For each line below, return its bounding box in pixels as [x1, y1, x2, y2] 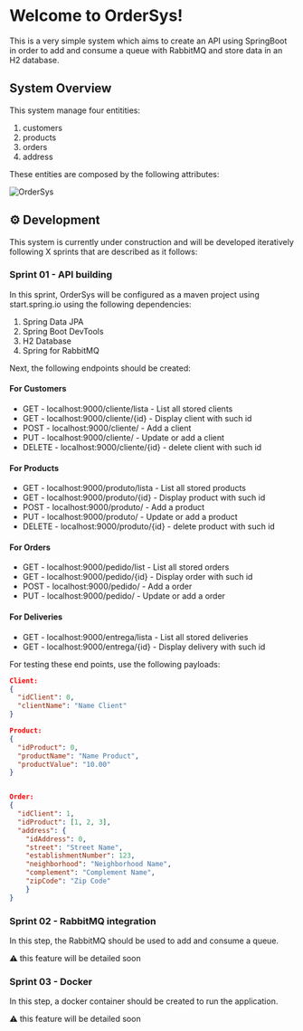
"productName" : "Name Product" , [17, 752, 140, 761]
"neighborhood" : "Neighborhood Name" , [25, 860, 172, 869]
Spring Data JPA [22, 316, 84, 326]
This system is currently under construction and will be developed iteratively [9, 236, 294, 247]
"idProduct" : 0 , [17, 743, 79, 752]
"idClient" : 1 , [17, 809, 75, 818]
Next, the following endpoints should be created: [9, 363, 192, 374]
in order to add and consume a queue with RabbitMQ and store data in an [9, 44, 283, 55]
